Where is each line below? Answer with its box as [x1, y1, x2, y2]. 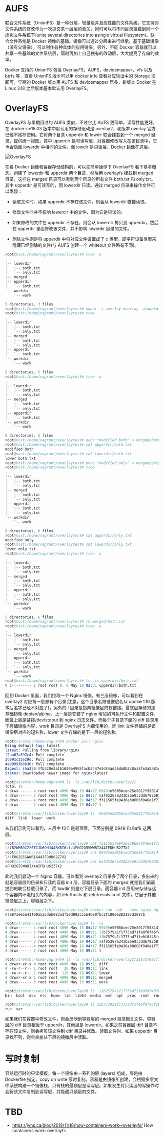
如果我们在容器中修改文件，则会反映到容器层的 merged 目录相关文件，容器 [5, 1016, 156, 1022]
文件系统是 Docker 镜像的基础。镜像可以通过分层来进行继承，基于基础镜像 [9, 38, 159, 44]
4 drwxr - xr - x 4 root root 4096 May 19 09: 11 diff [5, 961, 108, 967]
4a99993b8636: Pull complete [5, 762, 64, 766]
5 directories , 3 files [5, 302, 54, 306]
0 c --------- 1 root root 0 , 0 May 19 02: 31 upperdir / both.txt [5, 683, 137, 688]
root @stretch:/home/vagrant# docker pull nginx [5, 739, 104, 744]
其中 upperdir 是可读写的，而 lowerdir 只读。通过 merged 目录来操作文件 [5, 182, 151, 188]
